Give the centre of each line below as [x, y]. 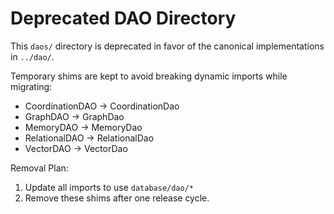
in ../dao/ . [32, 56]
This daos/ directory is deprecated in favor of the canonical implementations [167, 46]
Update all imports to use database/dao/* [109, 187]
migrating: [31, 86]
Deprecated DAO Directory [123, 18]
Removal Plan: [39, 168]
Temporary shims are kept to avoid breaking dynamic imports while [149, 76]
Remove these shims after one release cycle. [117, 198]
